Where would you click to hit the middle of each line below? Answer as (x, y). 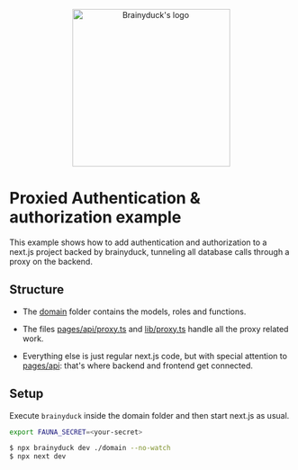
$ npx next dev (38, 456)
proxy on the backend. (51, 261)
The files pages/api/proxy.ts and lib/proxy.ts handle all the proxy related (155, 329)
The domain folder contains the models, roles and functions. (134, 312)
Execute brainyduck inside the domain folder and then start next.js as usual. (149, 415)
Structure (37, 289)
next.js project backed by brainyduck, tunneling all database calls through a (149, 251)
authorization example (95, 217)
